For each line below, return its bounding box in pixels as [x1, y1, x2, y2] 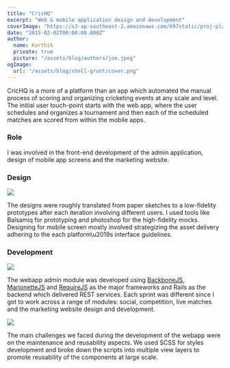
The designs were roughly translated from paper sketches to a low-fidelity [7, 201, 217, 209]
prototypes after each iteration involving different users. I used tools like [7, 209, 210, 217]
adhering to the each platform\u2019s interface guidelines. [7, 231, 172, 239]
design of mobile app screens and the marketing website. [7, 155, 170, 163]
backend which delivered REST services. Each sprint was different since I [7, 290, 214, 299]
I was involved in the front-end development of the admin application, [7, 148, 203, 157]
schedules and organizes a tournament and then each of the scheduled [7, 108, 209, 117]
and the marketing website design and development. [7, 305, 155, 313]
